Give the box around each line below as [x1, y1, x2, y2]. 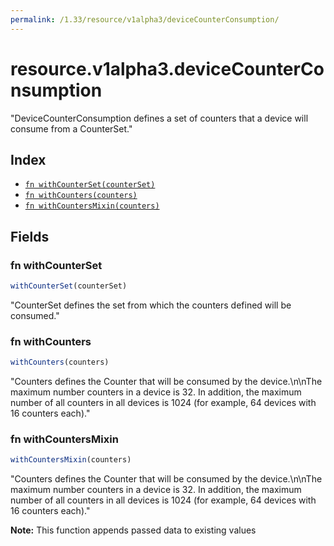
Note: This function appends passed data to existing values [10, 524, 257, 536]
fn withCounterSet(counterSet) [24, 180, 156, 190]
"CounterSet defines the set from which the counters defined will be [10, 299, 292, 311]
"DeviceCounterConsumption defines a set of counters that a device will [10, 112, 309, 124]
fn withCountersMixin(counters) [24, 201, 160, 211]
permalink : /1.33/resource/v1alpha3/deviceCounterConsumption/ [10, 14, 280, 25]
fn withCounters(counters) [24, 191, 138, 201]
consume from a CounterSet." [10, 122, 133, 135]
